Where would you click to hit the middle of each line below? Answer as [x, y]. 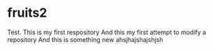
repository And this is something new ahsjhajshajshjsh [85, 39]
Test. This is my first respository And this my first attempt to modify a [107, 32]
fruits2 [27, 13]
